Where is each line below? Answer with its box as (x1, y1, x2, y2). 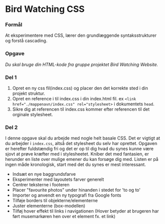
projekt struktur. (12, 90, 46, 96)
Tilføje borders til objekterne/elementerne (12, 198, 98, 204)
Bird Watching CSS (5, 3, 85, 15)
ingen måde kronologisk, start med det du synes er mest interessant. (5, 161, 146, 167)
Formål (5, 21, 22, 28)
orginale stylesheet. (12, 112, 53, 118)
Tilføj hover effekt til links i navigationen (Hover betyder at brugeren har (12, 208, 159, 214)
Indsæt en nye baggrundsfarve (12, 171, 76, 177)
